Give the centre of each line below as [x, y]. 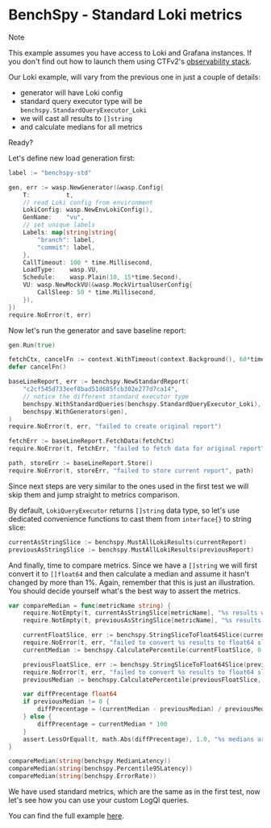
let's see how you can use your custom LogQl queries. [99, 801]
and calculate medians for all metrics [81, 127]
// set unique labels [59, 225]
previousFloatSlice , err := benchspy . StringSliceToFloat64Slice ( [135, 664]
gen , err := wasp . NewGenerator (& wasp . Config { [86, 187]
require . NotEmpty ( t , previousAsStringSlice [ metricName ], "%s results [142, 621]
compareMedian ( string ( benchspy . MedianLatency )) [90, 761]
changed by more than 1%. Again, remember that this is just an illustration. [132, 582]
